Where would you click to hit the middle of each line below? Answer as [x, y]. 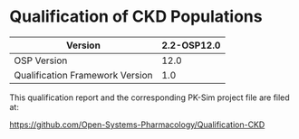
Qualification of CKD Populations [136, 17]
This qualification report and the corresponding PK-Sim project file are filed [149, 97]
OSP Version [41, 60]
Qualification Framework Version [83, 75]
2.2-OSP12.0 [191, 45]
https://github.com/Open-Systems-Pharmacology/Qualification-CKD [137, 125]
